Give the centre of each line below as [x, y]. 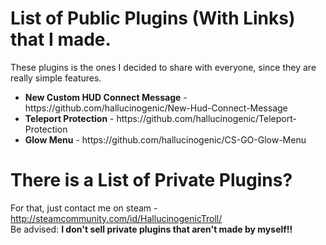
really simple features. [56, 78]
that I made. [61, 39]
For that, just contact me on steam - [84, 208]
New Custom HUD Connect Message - [106, 97]
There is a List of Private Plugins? [151, 180]
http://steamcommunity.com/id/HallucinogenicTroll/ [116, 218]
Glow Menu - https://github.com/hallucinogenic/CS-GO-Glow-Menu [165, 139]
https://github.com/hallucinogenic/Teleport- [206, 118]
